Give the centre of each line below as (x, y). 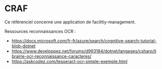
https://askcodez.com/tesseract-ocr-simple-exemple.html (70, 61)
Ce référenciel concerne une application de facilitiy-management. (70, 22)
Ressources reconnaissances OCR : (40, 31)
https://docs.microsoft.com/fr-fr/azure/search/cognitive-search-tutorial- (84, 41)
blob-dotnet (24, 46)
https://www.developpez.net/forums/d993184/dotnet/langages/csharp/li (84, 51)
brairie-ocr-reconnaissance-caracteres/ (51, 56)
